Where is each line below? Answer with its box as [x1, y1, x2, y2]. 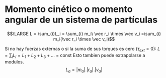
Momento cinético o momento [5, 3, 133, 15]
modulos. [5, 58, 24, 64]
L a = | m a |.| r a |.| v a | [65, 66, 103, 73]
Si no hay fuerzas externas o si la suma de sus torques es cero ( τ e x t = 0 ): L [5, 45, 160, 53]
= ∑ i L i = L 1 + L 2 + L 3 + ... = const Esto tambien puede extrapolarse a [5, 52, 145, 59]
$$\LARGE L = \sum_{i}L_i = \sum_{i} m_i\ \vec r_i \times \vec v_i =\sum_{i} [7, 30, 161, 36]
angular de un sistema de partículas [5, 14, 158, 25]
